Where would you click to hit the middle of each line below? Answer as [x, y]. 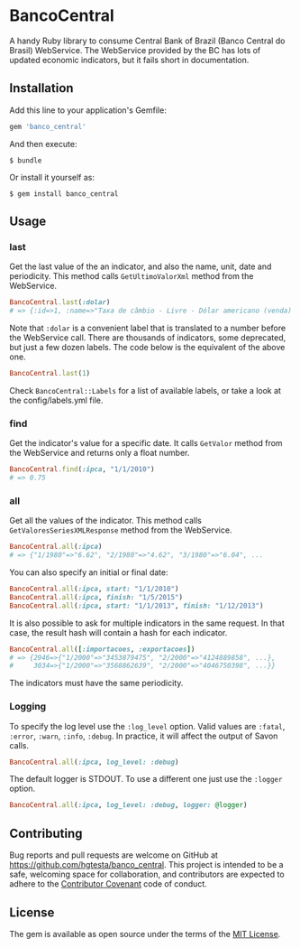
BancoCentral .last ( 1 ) [50, 374]
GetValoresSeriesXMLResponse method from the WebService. [121, 530]
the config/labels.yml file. [56, 400]
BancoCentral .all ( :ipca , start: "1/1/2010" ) [94, 589]
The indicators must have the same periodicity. [96, 683]
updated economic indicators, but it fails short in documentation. [129, 60]
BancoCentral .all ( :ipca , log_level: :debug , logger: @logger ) [128, 805]
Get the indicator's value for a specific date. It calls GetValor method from [146, 443]
